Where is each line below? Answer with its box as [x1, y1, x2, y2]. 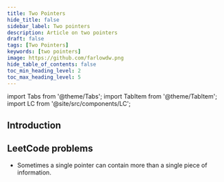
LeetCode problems [7, 143, 94, 155]
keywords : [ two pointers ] [7, 49, 81, 55]
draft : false [7, 36, 45, 42]
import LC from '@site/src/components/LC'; [7, 100, 132, 108]
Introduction [7, 119, 62, 131]
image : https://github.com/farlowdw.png [7, 55, 125, 62]
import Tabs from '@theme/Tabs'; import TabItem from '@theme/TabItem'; [7, 92, 218, 101]
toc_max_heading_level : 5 [7, 73, 81, 81]
